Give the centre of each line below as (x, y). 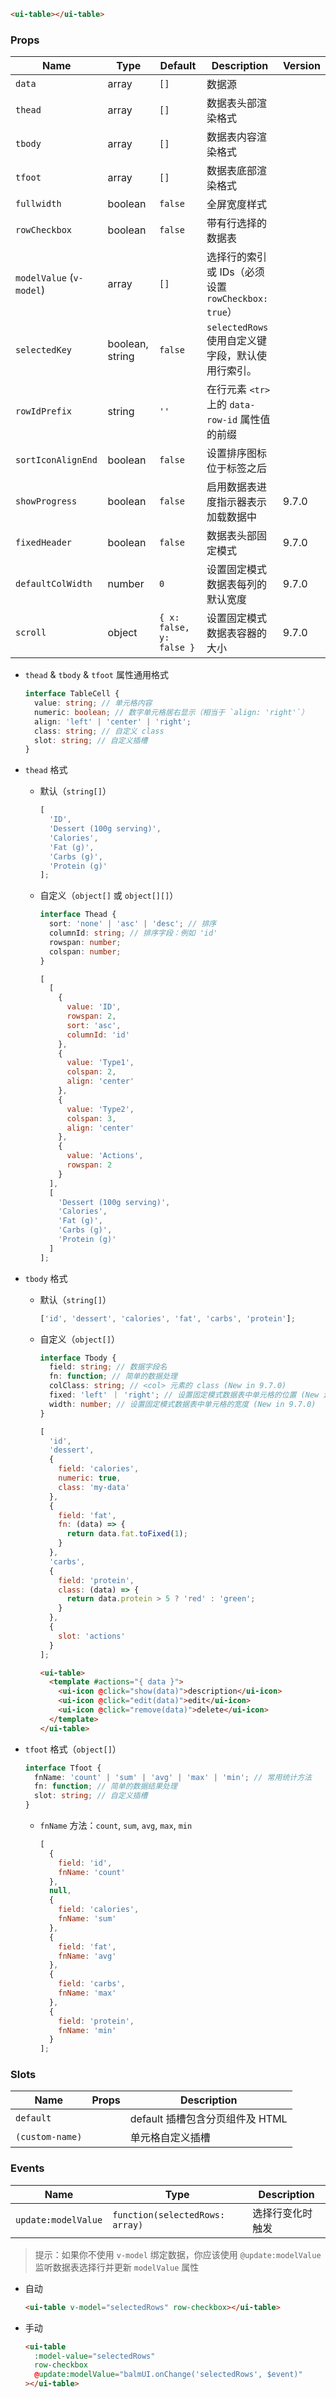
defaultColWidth (54, 584)
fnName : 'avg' (87, 1956)
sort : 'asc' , (94, 1025)
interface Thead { (78, 915)
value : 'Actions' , (105, 1156)
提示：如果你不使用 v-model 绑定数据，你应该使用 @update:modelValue (178, 2254)
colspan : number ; (85, 951)
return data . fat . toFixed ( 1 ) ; (127, 1534)
